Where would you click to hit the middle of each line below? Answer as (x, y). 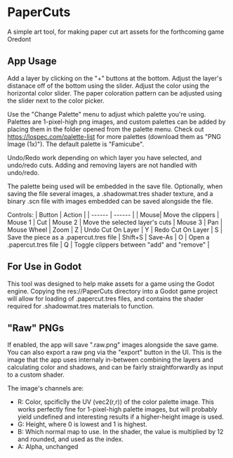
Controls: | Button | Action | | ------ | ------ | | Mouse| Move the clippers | (113, 214)
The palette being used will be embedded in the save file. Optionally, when (115, 186)
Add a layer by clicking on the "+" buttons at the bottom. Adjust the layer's (115, 78)
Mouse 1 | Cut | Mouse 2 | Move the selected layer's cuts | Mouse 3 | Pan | (115, 222)
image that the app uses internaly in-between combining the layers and (111, 360)
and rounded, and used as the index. (71, 439)
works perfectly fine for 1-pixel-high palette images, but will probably (117, 410)
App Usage (32, 61)
